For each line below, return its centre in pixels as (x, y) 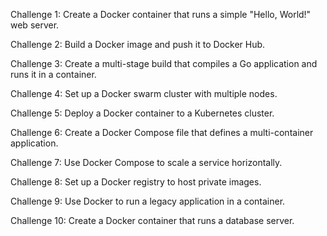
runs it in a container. (53, 74)
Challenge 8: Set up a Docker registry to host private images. (136, 182)
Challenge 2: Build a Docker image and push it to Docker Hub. (138, 44)
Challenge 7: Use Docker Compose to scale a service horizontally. (146, 162)
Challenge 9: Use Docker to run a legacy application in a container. (148, 201)
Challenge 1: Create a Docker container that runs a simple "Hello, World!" (161, 14)
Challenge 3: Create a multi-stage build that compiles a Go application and (164, 63)
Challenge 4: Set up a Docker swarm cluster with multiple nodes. (144, 93)
